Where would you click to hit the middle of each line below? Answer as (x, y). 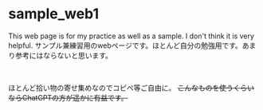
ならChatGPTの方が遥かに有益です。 (68, 97)
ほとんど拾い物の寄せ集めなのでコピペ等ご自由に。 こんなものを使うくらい (131, 88)
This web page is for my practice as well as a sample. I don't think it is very (131, 36)
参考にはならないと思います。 (64, 55)
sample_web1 (54, 14)
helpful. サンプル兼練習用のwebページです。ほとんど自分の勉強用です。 (126, 45)
